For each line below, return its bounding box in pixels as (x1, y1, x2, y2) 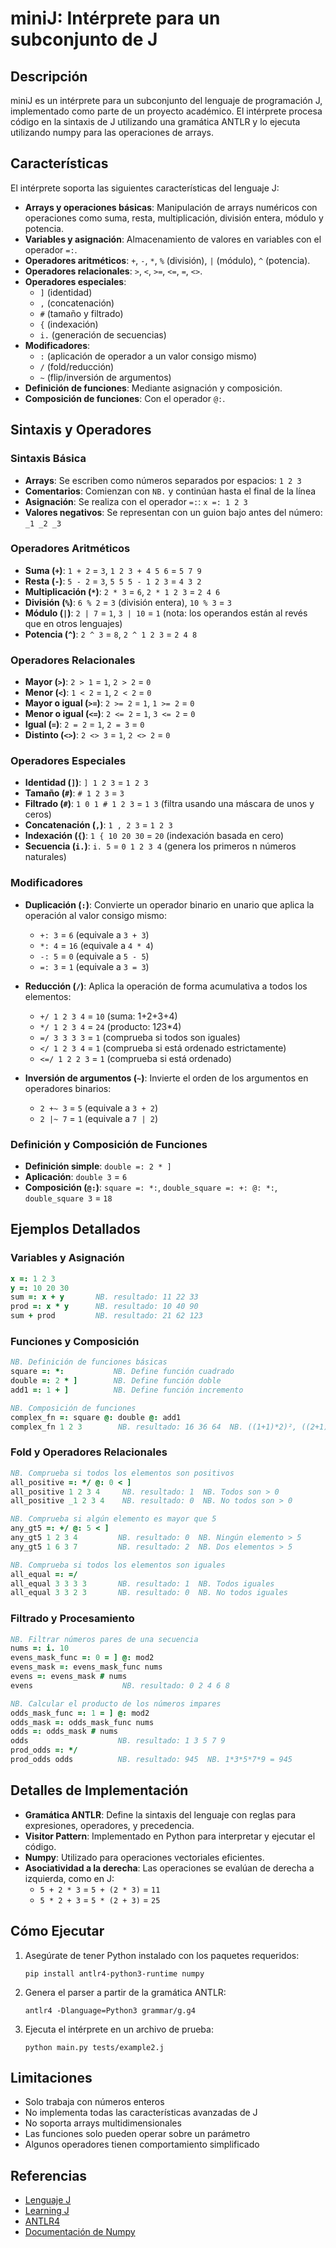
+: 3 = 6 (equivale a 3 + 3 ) (39, 928, 150, 941)
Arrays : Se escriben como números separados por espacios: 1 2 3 (24, 474, 302, 486)
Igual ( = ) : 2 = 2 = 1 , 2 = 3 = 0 (24, 718, 145, 731)
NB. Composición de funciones (10, 1403, 137, 1413)
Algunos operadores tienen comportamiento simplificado (24, 2138, 260, 2151)
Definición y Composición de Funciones (10, 1137, 208, 1151)
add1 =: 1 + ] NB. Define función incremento (10, 1385, 244, 1395)
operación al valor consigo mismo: (24, 909, 167, 921)
